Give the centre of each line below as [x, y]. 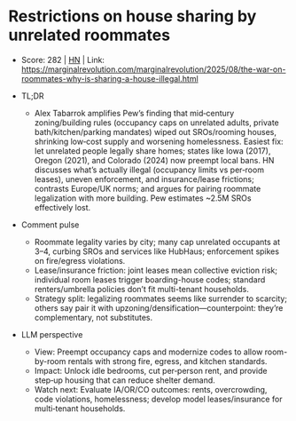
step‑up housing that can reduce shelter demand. [125, 380]
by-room [50, 361]
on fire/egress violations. [80, 260]
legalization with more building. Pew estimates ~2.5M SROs [143, 198]
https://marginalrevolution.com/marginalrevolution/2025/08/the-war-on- [153, 69]
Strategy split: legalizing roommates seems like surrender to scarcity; [161, 298]
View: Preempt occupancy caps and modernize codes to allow [148, 352]
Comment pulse [50, 225]
